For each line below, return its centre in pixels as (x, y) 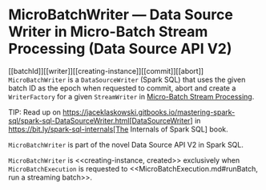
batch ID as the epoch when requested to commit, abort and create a (122, 88)
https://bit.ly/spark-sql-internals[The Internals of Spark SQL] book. (118, 129)
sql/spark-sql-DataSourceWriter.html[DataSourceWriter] (101, 120)
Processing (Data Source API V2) (120, 49)
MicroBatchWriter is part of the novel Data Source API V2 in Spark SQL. (126, 144)
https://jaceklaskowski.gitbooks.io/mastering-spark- (149, 112)
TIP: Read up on (35, 112)
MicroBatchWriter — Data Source (121, 15)
